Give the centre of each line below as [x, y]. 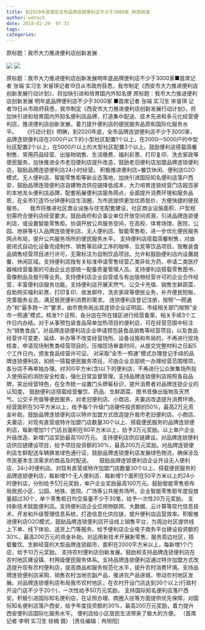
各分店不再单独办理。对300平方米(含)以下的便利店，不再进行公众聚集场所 [99, 369]
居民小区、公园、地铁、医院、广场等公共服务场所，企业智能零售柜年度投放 [105, 491]
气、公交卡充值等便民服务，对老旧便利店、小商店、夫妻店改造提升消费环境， [103, 399]
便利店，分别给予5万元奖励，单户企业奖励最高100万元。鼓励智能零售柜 [100, 483]
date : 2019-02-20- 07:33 [38, 23]
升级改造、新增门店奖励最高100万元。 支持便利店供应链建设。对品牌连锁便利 [103, 437]
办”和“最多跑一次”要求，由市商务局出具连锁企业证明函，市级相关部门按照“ [99, 308]
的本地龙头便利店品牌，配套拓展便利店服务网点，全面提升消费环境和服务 [97, 193]
